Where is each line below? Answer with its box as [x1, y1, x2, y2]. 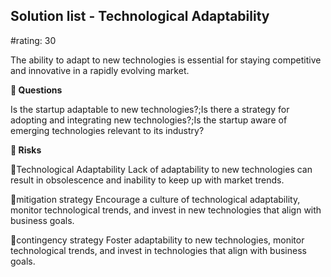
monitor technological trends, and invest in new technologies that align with [10, 204, 322, 216]
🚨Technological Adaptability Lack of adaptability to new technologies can [10, 163, 313, 175]
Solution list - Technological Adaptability [10, 8, 270, 25]
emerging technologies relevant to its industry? [10, 124, 205, 136]
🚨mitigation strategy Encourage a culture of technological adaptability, [10, 193, 301, 205]
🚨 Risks [10, 144, 42, 156]
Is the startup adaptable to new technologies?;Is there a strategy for [10, 103, 290, 115]
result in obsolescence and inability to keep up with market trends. [10, 174, 285, 186]
